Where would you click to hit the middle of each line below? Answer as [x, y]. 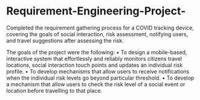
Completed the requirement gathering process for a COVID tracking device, [100, 28]
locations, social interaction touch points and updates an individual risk [95, 65]
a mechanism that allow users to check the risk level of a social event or [96, 84]
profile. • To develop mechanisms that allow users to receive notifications [98, 71]
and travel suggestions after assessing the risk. [65, 40]
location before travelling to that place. [54, 90]
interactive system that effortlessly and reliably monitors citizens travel [94, 58]
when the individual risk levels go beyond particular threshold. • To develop [100, 78]
